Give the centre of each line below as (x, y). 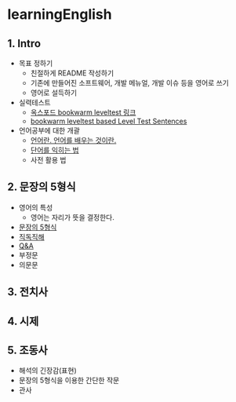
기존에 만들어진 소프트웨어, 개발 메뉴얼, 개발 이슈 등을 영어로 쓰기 (129, 83)
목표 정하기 (36, 63)
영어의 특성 (36, 207)
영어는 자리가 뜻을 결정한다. (72, 217)
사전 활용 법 (48, 160)
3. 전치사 (28, 292)
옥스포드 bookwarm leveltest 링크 (83, 112)
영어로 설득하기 (54, 93)
